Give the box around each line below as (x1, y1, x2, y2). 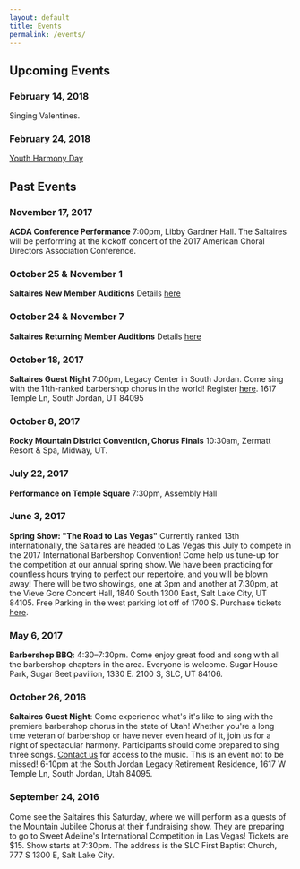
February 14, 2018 (9, 90, 90, 102)
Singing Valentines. (9, 110, 81, 121)
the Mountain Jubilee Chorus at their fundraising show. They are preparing (9, 821, 285, 831)
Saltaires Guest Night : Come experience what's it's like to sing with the (9, 711, 274, 722)
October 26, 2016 (9, 691, 87, 704)
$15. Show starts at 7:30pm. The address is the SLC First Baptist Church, (9, 839, 278, 850)
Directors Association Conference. (9, 246, 137, 256)
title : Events (9, 22, 63, 30)
